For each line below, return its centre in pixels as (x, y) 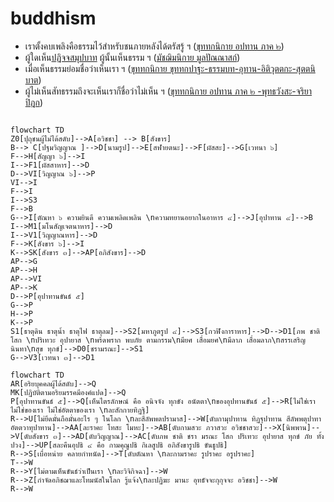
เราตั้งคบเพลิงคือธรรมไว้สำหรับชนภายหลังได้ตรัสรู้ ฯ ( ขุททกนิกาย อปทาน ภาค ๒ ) (154, 46)
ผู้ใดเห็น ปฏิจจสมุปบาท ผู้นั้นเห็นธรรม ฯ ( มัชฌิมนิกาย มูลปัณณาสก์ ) (132, 57)
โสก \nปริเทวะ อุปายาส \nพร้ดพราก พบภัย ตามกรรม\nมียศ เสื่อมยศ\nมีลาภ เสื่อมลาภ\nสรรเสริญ (158, 340)
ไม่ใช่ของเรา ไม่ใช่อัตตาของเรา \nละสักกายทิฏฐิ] (80, 410)
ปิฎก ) (34, 102)
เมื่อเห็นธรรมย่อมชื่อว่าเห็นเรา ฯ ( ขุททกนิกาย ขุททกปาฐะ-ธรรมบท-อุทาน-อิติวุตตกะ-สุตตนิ (170, 68)
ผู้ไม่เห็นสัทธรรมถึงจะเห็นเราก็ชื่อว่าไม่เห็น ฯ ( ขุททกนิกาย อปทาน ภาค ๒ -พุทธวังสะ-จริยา (168, 91)
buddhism (53, 18)
